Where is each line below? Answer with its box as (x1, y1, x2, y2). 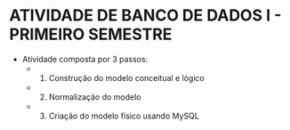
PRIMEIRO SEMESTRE (9, 24, 173, 45)
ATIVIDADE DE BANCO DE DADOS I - (9, 5, 282, 26)
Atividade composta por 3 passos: (21, 53, 149, 64)
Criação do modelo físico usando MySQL (48, 110, 200, 121)
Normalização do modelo (48, 91, 141, 102)
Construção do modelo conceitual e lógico (48, 72, 205, 83)
